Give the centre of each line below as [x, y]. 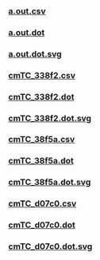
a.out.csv [27, 11]
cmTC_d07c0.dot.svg [50, 246]
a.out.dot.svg [35, 53]
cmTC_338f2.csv [42, 75]
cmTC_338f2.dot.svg [50, 118]
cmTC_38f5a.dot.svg [50, 183]
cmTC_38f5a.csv [42, 140]
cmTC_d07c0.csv [42, 203]
